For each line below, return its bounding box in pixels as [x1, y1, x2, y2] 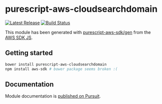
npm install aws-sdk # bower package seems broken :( [5, 67, 118, 71]
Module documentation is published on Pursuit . [5, 93, 101, 99]
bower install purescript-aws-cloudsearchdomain [5, 62, 107, 67]
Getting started [5, 49, 53, 57]
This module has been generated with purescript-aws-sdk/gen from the [5, 29, 151, 35]
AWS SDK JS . [5, 35, 33, 40]
